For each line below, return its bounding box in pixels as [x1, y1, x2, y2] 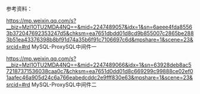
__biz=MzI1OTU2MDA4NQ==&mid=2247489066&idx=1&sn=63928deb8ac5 [6, 61, 192, 68]
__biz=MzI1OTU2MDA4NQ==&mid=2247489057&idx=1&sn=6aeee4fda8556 [6, 23, 192, 30]
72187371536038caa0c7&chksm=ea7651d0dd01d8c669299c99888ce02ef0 [6, 68, 193, 74]
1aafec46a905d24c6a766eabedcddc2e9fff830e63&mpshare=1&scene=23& [6, 74, 193, 81]
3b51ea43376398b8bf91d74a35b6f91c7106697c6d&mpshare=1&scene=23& [6, 36, 193, 43]
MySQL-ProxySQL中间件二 [32, 81, 97, 88]
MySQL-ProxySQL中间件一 [32, 43, 97, 50]
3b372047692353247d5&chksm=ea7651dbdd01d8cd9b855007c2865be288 [6, 30, 194, 37]
